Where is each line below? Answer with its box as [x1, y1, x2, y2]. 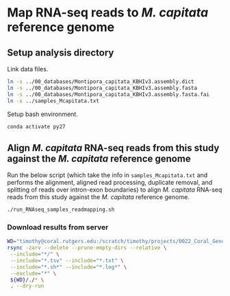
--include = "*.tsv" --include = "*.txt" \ [10, 257, 125, 264]
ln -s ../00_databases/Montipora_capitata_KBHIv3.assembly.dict [7, 78, 194, 85]
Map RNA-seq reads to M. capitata [7, 5, 209, 21]
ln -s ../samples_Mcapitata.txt [7, 98, 99, 104]
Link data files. [7, 65, 49, 73]
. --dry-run [10, 283, 44, 290]
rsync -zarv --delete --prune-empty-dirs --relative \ [7, 244, 167, 251]
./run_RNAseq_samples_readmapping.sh [7, 206, 115, 214]
